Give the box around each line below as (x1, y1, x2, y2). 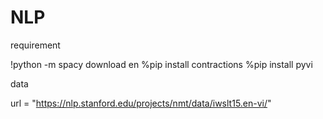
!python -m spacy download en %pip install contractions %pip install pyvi (10, 58, 313, 70)
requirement (10, 39, 61, 51)
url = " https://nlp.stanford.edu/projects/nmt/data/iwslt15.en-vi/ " (10, 97, 272, 109)
